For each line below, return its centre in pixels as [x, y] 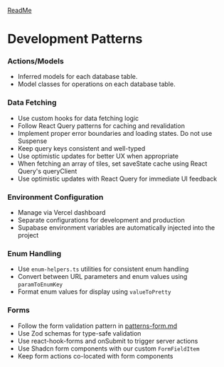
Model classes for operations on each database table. [96, 84]
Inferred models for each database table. [78, 77]
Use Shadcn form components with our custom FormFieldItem [108, 349]
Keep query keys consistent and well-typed [81, 148]
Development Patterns [75, 39]
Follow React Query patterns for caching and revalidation [101, 126]
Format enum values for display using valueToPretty [94, 292]
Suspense [32, 141]
